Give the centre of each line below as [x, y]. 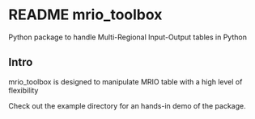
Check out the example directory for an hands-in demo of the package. [127, 105]
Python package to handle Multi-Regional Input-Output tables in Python [127, 37]
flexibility [23, 90]
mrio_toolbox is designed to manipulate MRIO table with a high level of [125, 81]
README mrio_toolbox [85, 15]
